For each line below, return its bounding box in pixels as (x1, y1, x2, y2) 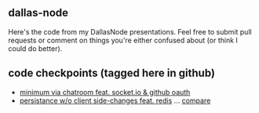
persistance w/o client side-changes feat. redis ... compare (19, 96, 211, 105)
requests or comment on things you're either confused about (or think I (8, 35, 238, 45)
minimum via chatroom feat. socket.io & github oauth (19, 87, 191, 97)
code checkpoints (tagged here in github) (8, 67, 216, 80)
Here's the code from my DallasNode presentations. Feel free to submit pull (8, 27, 253, 36)
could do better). (8, 43, 63, 53)
